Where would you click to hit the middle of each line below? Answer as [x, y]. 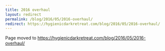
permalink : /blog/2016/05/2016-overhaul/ [49, 19]
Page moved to [21, 38]
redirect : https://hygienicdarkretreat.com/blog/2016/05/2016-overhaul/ [83, 24]
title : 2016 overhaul [28, 10]
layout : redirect [23, 14]
